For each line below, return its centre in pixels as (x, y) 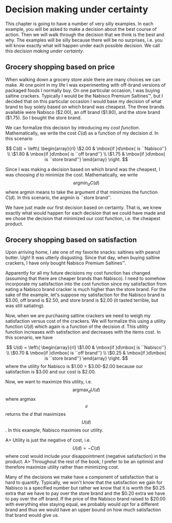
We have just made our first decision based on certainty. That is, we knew (83, 207)
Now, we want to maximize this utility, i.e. (49, 382)
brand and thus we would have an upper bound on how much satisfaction (83, 510)
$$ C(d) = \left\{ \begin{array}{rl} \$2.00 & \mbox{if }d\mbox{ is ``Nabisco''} (86, 148)
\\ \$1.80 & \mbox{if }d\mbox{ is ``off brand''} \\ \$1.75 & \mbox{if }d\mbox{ (86, 154)
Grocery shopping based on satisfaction (71, 240)
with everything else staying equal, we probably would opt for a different (82, 505)
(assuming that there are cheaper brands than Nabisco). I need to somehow (85, 279)
